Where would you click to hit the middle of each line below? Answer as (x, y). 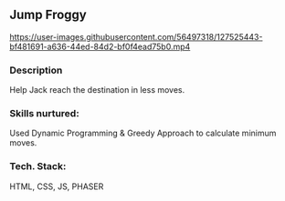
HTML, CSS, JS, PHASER (57, 186)
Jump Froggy (48, 15)
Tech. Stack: (38, 166)
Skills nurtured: (44, 114)
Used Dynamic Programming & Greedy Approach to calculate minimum (143, 133)
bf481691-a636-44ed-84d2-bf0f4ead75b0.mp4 (100, 46)
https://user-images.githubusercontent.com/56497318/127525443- (136, 36)
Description (36, 70)
